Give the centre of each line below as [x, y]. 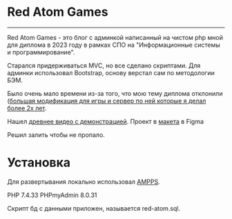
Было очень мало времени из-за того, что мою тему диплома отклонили [115, 93]
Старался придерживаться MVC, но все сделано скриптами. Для [104, 65]
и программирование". [41, 52]
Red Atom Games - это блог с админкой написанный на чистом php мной [115, 37]
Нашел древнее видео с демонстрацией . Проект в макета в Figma [106, 121]
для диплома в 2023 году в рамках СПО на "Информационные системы [114, 45]
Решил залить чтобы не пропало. [56, 134]
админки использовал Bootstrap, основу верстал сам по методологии [111, 72]
